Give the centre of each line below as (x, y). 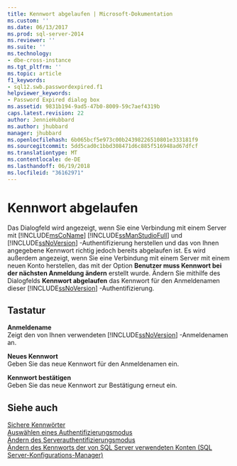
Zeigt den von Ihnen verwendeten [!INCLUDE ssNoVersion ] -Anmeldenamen (118, 335)
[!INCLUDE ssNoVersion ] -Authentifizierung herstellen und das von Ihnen (113, 243)
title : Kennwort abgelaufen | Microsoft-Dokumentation (90, 14)
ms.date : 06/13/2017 (38, 27)
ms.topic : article (34, 73)
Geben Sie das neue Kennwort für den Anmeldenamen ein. (93, 364)
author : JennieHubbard (41, 120)
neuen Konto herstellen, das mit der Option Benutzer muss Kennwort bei (115, 265)
